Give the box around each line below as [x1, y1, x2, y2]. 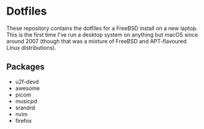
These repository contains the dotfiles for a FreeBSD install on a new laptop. [6, 24, 198, 32]
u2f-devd [15, 78, 39, 85]
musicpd [15, 97, 38, 105]
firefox [15, 117, 32, 124]
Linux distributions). [6, 44, 57, 51]
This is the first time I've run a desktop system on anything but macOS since [6, 31, 199, 38]
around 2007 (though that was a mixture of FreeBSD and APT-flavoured [6, 37, 187, 45]
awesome [15, 84, 40, 92]
